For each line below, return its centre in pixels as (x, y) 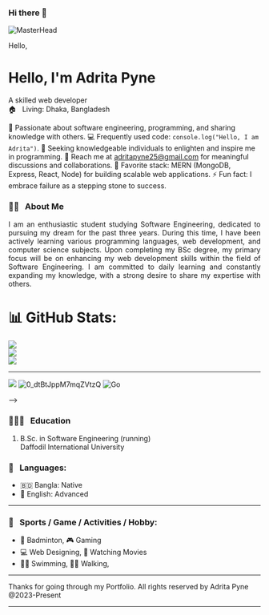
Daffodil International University (72, 447)
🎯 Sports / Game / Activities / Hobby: (83, 522)
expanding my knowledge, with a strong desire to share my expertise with (134, 275)
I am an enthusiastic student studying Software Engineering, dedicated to (134, 224)
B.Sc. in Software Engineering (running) (85, 438)
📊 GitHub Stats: (63, 318)
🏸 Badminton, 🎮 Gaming (60, 541)
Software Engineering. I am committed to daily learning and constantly (134, 267)
